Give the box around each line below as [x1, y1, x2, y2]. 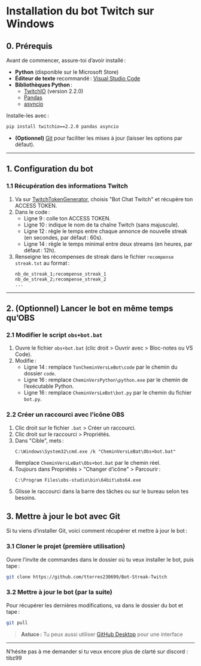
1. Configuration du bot [6, 164, 94, 174]
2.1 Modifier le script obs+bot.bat [6, 330, 103, 339]
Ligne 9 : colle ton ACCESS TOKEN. [23, 214, 111, 222]
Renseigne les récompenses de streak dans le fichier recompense [14, 253, 174, 260]
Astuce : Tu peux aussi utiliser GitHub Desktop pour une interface [20, 631, 184, 638]
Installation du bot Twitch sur [6, 4, 154, 18]
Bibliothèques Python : [14, 81, 73, 88]
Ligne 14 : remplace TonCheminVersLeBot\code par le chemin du [23, 363, 178, 371]
